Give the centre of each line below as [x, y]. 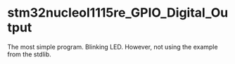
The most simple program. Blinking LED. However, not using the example [113, 47]
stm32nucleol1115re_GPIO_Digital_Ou [118, 13]
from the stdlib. [29, 54]
